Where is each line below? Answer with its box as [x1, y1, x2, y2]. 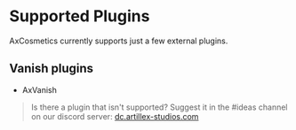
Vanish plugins [9, 61, 93, 76]
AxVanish [21, 84, 58, 95]
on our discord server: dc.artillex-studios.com [30, 111, 199, 121]
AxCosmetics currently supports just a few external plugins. [9, 35, 228, 46]
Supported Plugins [9, 6, 150, 27]
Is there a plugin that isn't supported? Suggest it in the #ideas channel [30, 102, 288, 112]
